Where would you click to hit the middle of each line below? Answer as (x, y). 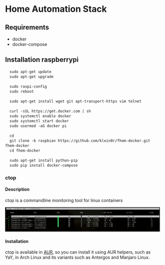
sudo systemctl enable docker (40, 116)
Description (17, 189)
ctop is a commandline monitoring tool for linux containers (64, 200)
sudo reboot (22, 91)
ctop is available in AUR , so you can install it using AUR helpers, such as (78, 252)
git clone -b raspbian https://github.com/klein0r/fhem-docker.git (80, 141)
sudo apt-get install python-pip (44, 160)
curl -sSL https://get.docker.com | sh (50, 111)
